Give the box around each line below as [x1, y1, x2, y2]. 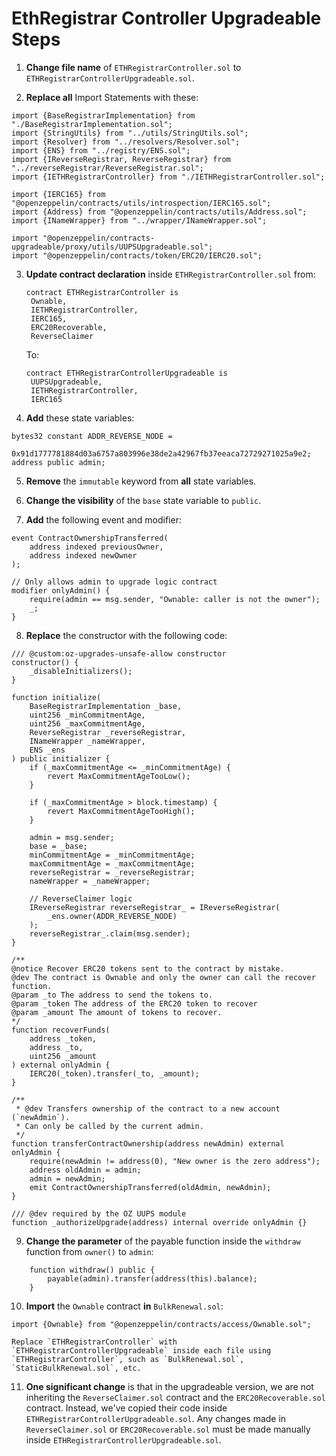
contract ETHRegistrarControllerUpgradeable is [25, 368, 228, 378]
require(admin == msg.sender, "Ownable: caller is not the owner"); [29, 594, 321, 604]
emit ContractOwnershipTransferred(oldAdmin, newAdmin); [29, 1182, 272, 1192]
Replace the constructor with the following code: [25, 629, 228, 641]
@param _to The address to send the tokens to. [11, 990, 214, 1000]
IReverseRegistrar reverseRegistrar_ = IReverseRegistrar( [29, 902, 281, 912]
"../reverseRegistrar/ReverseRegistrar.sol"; [11, 163, 204, 173]
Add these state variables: [25, 412, 135, 424]
